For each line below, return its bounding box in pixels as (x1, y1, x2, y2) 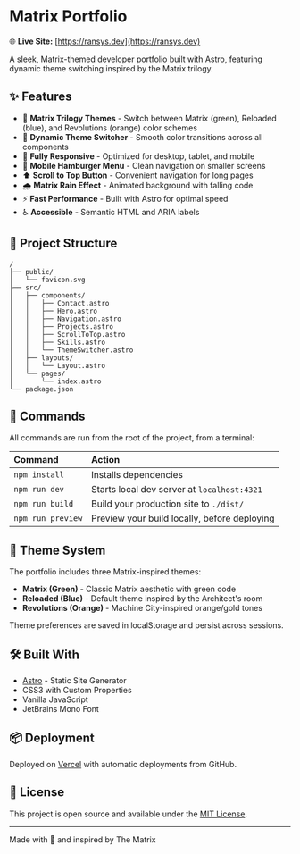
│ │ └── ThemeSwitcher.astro (9, 346, 134, 355)
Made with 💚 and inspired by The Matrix (9, 833, 156, 845)
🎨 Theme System (9, 542, 106, 557)
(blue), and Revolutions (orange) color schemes (21, 122, 198, 133)
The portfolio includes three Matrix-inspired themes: (9, 566, 202, 577)
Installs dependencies (90, 469, 183, 481)
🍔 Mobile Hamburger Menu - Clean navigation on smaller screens (21, 160, 266, 171)
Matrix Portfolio (9, 6, 128, 27)
